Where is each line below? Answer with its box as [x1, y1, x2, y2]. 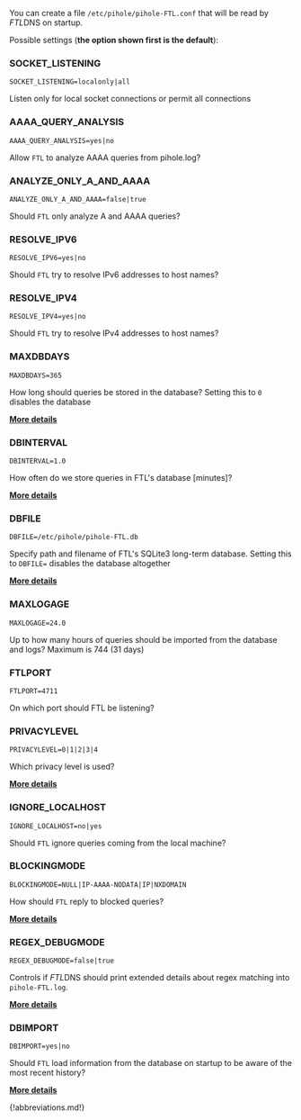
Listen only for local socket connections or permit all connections [9, 94, 252, 104]
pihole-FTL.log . [9, 981, 69, 993]
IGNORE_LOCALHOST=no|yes [9, 821, 102, 831]
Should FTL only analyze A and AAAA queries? [9, 211, 181, 221]
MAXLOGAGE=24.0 [9, 619, 66, 628]
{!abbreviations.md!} [9, 1102, 85, 1113]
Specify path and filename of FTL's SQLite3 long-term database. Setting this [9, 548, 292, 559]
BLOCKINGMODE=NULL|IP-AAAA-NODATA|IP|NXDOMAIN [9, 880, 187, 890]
